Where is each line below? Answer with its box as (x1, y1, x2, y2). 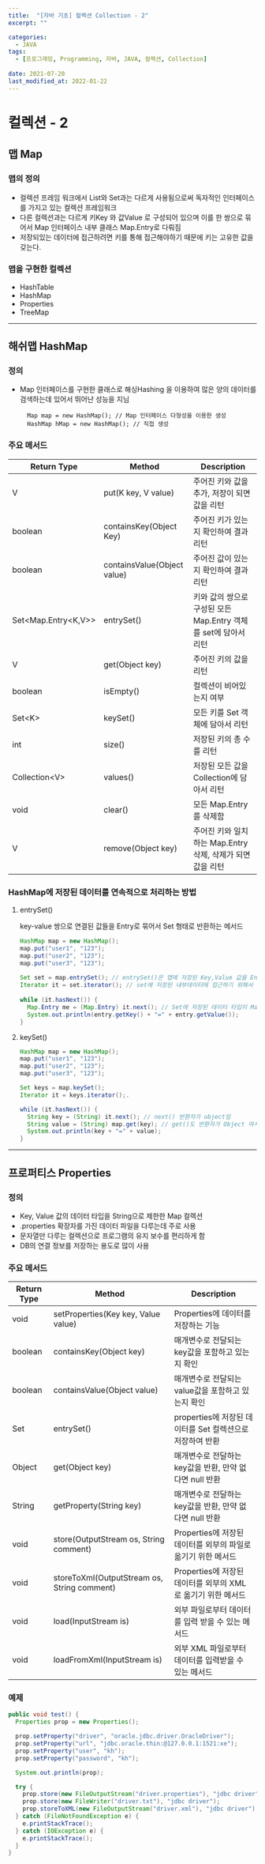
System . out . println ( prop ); (15, 1768, 104, 1776)
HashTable (19, 282, 54, 292)
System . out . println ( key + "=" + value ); (27, 1128, 162, 1135)
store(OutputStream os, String (53, 1534, 166, 1545)
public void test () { (8, 1711, 80, 1719)
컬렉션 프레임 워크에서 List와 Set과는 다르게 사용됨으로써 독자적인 (19, 193, 222, 202)
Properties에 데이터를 (174, 1309, 252, 1320)
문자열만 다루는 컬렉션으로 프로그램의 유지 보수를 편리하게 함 (19, 1230, 206, 1241)
